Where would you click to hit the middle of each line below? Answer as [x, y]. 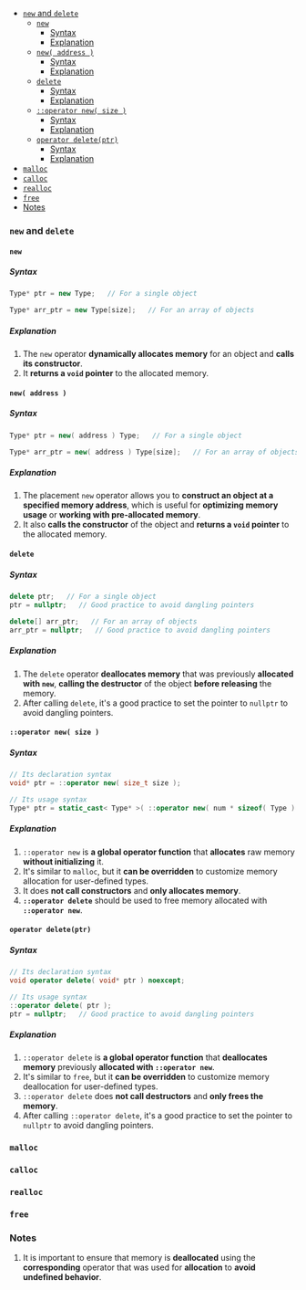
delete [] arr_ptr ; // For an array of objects [103, 621]
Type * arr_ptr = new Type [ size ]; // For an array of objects [132, 310]
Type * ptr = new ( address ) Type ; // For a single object [126, 435]
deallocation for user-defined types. [90, 1086]
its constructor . [53, 363]
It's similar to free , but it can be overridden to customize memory [146, 1077]
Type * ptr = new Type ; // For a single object [103, 294]
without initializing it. [63, 861]
